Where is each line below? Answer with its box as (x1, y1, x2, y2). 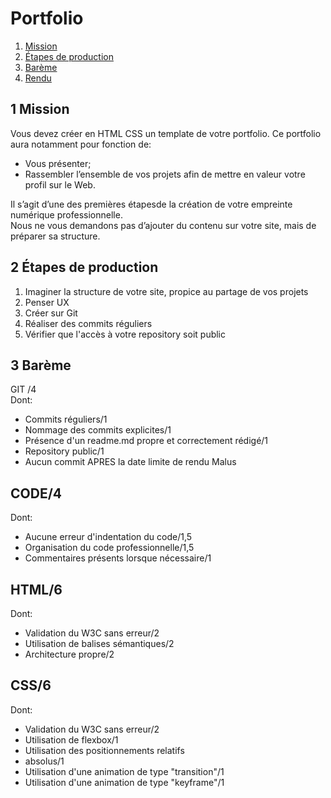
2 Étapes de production (10, 259, 159, 276)
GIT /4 (10, 383, 37, 396)
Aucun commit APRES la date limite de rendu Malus (24, 456, 237, 468)
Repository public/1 (24, 445, 105, 457)
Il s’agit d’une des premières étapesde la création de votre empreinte (10, 198, 293, 210)
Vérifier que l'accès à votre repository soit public (24, 328, 227, 340)
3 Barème (10, 357, 72, 374)
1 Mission (10, 101, 70, 118)
